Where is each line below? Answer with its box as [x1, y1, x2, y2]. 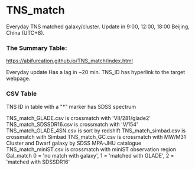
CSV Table [6, 89, 37, 98]
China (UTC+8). [6, 29, 45, 36]
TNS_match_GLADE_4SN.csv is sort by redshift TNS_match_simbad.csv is [6, 127, 186, 134]
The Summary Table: [6, 44, 67, 52]
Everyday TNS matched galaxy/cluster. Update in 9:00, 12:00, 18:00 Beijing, [6, 23, 190, 30]
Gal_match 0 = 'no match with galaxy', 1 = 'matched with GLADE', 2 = [6, 152, 174, 159]
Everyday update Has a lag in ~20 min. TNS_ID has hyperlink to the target [6, 69, 186, 76]
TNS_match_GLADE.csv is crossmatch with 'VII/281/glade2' [6, 114, 151, 121]
